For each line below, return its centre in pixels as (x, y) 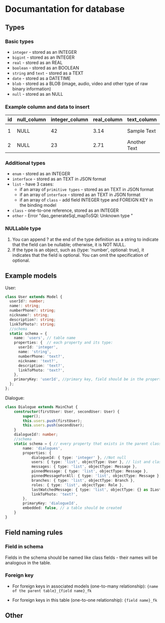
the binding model (38, 205)
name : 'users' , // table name (45, 338)
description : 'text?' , (41, 366)
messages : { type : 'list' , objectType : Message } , (84, 467)
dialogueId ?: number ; (36, 435)
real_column (108, 119)
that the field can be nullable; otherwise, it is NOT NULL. (69, 244)
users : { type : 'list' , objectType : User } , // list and (91, 462)
